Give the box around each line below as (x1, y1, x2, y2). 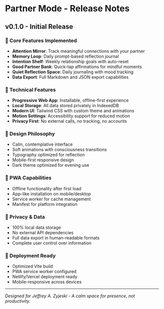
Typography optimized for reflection (12, 152, 85, 158)
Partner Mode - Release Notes (5, 3, 130, 14)
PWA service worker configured (12, 268, 77, 274)
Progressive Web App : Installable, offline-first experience (12, 97, 129, 103)
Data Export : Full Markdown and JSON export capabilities (12, 74, 129, 80)
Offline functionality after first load (12, 185, 82, 191)
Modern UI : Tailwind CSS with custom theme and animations (12, 108, 135, 114)
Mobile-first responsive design (12, 157, 74, 163)
